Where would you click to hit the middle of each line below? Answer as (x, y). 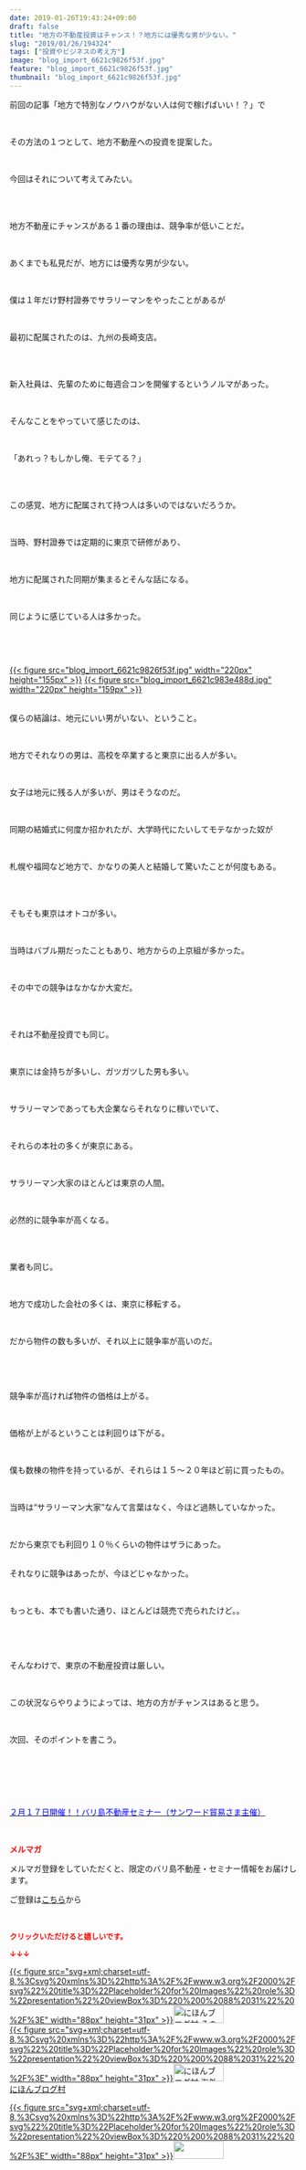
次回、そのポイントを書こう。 (65, 1739)
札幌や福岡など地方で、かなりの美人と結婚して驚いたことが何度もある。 (145, 866)
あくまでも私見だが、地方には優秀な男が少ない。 (101, 262)
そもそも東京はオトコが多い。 (65, 913)
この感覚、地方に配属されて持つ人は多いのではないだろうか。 (125, 504)
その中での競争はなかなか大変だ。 (74, 987)
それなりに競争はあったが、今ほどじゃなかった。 (101, 1573)
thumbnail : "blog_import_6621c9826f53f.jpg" (95, 78)
